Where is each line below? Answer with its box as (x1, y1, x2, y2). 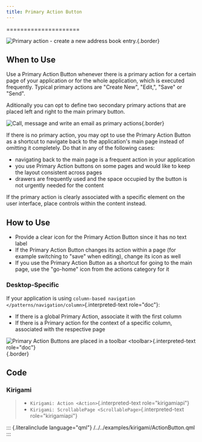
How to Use (6, 217, 51, 227)
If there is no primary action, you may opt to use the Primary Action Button (6, 131, 191, 139)
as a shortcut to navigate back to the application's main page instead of (6, 138, 185, 145)
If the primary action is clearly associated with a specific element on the (6, 193, 185, 201)
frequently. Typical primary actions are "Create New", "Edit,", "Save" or (6, 83, 183, 91)
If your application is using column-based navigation (6, 294, 136, 302)
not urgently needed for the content (14, 182, 104, 189)
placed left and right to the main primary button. (6, 108, 125, 115)
